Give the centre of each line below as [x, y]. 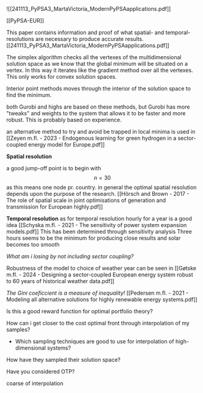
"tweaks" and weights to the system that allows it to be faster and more [96, 113]
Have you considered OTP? [41, 371]
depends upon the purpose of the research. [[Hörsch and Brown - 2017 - [98, 194]
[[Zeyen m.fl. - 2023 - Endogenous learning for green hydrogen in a [91, 138]
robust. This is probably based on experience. [64, 120]
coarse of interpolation [35, 383]
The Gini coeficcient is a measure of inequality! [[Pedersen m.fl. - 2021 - [98, 293]
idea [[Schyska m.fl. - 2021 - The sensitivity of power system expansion [97, 225]
